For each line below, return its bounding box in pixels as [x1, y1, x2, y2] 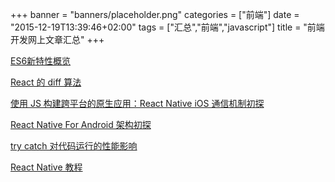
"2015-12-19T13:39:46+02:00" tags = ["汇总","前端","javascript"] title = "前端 [10, 21, 325, 33]
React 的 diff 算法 [10, 76, 82, 88]
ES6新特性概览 [10, 55, 72, 67]
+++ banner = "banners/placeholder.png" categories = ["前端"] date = [10, 9, 300, 20]
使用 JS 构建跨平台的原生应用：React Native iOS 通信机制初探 [10, 98, 265, 109]
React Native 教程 [10, 161, 83, 173]
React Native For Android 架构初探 [10, 119, 152, 130]
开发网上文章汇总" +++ [10, 34, 105, 45]
